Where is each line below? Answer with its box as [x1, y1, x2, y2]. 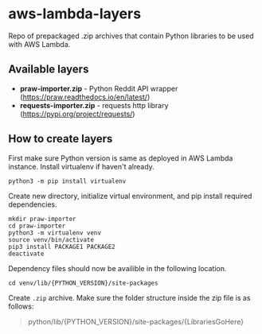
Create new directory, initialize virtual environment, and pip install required [8, 191, 252, 200]
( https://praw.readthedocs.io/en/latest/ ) [19, 92, 151, 102]
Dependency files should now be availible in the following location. [8, 263, 227, 273]
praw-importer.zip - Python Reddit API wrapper [19, 83, 178, 93]
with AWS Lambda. [8, 39, 71, 49]
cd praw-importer [8, 222, 66, 230]
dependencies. [8, 200, 57, 209]
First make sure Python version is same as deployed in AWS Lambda [8, 153, 233, 163]
